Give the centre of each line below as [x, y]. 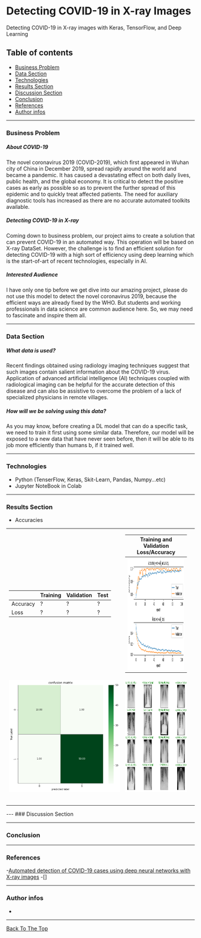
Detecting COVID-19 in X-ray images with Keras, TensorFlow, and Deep [94, 28]
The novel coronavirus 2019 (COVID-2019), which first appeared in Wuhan [98, 162]
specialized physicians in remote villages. [57, 397]
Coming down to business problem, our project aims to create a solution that [100, 235]
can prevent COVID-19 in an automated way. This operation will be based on [100, 242]
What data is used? [31, 351]
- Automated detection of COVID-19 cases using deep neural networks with [98, 871]
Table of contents [39, 53]
